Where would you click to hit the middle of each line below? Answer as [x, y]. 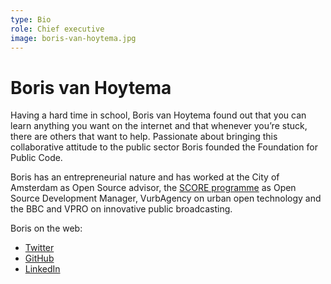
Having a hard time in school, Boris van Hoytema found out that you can [158, 115]
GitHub [39, 258]
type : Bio [31, 19]
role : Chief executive [57, 29]
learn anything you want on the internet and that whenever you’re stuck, [159, 126]
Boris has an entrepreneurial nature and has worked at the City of [145, 177]
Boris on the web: [46, 228]
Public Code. [36, 158]
